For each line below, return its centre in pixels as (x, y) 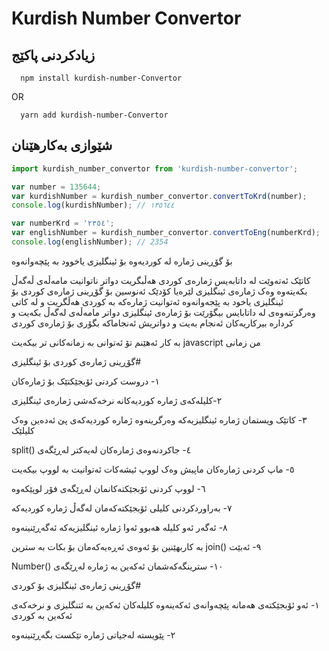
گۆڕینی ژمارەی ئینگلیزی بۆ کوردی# (76, 585)
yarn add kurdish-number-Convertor (94, 115)
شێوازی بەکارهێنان (62, 145)
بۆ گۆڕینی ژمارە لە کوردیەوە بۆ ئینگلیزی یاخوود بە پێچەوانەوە (122, 261)
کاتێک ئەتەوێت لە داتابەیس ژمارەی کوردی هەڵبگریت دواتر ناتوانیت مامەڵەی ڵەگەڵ (161, 280)
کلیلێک (23, 430)
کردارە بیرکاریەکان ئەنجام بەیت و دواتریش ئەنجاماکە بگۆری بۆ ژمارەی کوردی (152, 323)
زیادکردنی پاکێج (53, 55)
